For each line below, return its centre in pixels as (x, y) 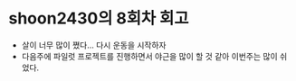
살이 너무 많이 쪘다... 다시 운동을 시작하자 (94, 45)
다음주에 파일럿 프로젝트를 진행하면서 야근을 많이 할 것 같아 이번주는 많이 (149, 56)
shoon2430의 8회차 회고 (99, 18)
